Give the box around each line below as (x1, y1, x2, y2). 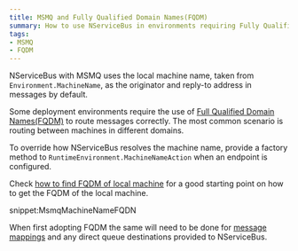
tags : (9, 29, 29, 38)
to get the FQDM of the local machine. (9, 188, 149, 199)
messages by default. (9, 90, 89, 100)
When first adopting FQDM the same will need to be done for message (9, 223, 268, 233)
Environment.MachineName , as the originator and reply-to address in (9, 80, 253, 90)
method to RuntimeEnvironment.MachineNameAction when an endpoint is (9, 152, 268, 162)
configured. (9, 161, 51, 172)
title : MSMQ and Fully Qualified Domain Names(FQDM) (9, 12, 208, 22)
